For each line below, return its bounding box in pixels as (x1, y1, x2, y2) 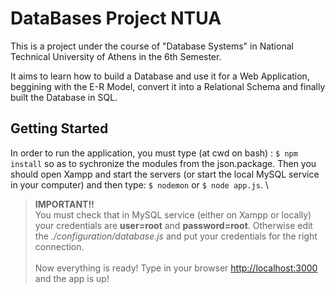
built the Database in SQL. (10, 91, 118, 103)
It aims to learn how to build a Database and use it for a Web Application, (10, 70, 310, 82)
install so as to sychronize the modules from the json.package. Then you (10, 157, 317, 169)
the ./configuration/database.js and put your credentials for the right (34, 230, 318, 242)
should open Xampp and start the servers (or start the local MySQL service (10, 168, 320, 180)
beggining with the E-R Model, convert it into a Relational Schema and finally (10, 80, 326, 92)
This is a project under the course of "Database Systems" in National (10, 40, 294, 52)
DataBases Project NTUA (10, 7, 222, 30)
